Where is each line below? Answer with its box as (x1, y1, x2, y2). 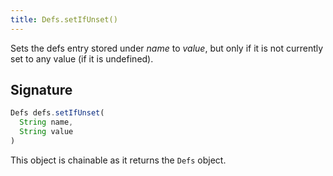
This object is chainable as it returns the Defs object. (10, 154, 227, 166)
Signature (10, 82, 73, 99)
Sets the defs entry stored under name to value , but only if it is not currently (10, 42, 324, 54)
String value (19, 127, 74, 137)
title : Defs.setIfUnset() (10, 14, 118, 25)
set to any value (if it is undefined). (10, 52, 154, 65)
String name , (19, 117, 74, 128)
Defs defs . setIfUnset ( (10, 108, 105, 118)
